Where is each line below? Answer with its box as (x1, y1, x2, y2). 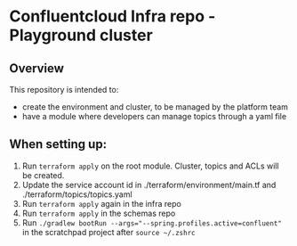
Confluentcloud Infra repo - (9, 6, 216, 27)
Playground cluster (9, 25, 153, 45)
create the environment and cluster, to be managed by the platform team (21, 102, 289, 112)
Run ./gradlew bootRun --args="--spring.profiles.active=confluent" (21, 217, 282, 228)
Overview (9, 61, 65, 76)
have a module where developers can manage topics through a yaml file (21, 111, 287, 121)
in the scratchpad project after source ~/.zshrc (21, 226, 196, 237)
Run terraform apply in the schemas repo (21, 208, 176, 218)
